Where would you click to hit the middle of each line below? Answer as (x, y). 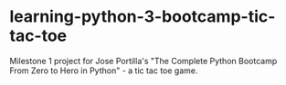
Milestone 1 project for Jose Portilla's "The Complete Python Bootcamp (143, 61)
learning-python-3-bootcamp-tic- (143, 17)
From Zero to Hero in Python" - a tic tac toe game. (104, 71)
